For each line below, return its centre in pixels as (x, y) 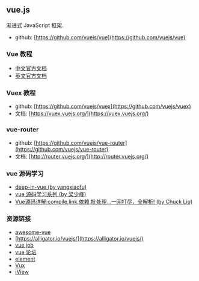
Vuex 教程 (21, 93)
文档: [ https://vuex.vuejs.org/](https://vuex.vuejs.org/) (82, 113)
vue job (24, 245)
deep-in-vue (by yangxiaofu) (51, 187)
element (25, 259)
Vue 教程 (19, 54)
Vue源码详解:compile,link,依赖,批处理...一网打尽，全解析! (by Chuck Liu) (104, 202)
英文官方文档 (31, 76)
